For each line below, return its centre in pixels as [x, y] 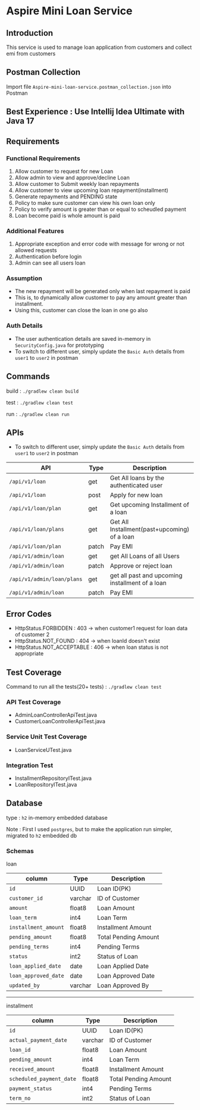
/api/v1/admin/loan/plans [46, 579]
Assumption [24, 278]
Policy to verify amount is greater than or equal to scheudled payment [100, 209]
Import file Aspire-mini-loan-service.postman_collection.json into [89, 86]
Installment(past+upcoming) [149, 530]
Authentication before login [48, 257]
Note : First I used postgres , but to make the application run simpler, [89, 829]
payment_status [31, 1089]
